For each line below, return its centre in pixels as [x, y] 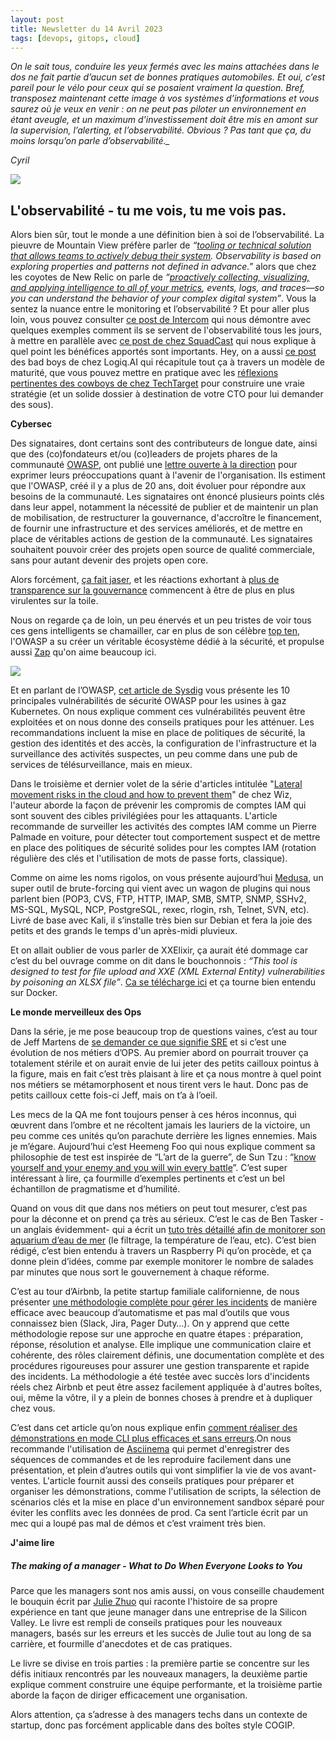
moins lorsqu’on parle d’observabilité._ [90, 141]
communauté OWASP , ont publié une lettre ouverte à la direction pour [154, 465]
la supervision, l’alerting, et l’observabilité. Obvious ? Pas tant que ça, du [161, 130]
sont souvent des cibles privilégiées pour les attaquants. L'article [144, 816]
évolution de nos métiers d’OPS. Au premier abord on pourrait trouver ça [159, 1053]
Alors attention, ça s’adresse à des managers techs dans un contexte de [159, 1715]
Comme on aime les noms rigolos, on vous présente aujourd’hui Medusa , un [167, 878]
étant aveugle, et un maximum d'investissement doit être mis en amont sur [164, 120]
